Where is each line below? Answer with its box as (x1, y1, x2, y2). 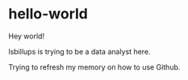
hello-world (8, 5, 89, 23)
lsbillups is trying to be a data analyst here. (8, 46, 151, 56)
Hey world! (8, 31, 45, 41)
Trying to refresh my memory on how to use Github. (8, 62, 181, 72)
